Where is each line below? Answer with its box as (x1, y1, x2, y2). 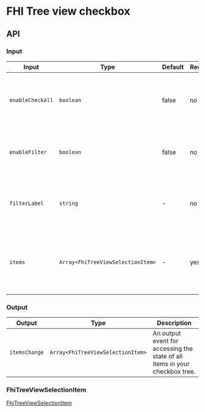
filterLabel (9, 200, 45, 207)
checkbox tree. (152, 367, 196, 376)
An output (152, 329, 181, 337)
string (59, 200, 78, 207)
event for (152, 337, 179, 345)
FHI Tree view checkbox (6, 4, 131, 18)
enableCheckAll (9, 97, 54, 103)
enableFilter (9, 149, 48, 155)
